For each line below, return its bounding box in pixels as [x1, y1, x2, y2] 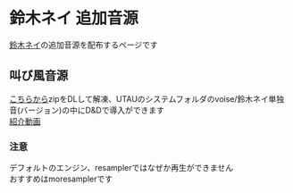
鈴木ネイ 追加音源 [9, 8, 138, 29]
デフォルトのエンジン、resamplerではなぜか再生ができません [9, 163, 234, 173]
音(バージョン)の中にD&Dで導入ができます [9, 105, 165, 115]
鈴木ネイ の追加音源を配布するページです [9, 39, 158, 50]
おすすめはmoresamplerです [9, 173, 113, 184]
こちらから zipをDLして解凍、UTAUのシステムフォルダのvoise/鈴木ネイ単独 [9, 93, 285, 104]
